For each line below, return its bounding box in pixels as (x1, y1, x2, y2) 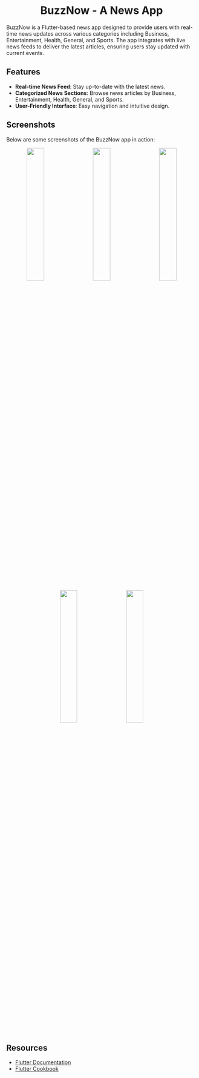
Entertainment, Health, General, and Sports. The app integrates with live (6, 36, 186, 44)
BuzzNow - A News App (40, 4, 163, 18)
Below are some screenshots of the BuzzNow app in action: (6, 135, 155, 143)
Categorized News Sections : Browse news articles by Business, (15, 89, 177, 97)
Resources (6, 1042, 48, 1053)
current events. (6, 49, 44, 56)
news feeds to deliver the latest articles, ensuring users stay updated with (6, 43, 191, 50)
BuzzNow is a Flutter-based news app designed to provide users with (6, 24, 180, 31)
